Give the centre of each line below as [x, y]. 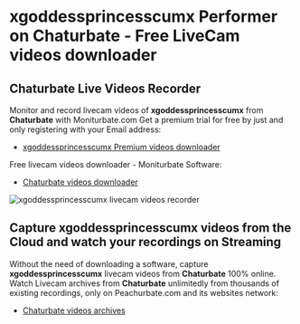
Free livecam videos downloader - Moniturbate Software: [116, 164]
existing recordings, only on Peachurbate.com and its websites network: [144, 292]
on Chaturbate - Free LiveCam [125, 36]
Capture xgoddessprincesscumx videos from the [150, 228]
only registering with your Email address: [85, 129]
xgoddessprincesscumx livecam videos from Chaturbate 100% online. [143, 273]
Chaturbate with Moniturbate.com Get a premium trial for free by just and [146, 120]
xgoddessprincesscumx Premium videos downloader [122, 147]
